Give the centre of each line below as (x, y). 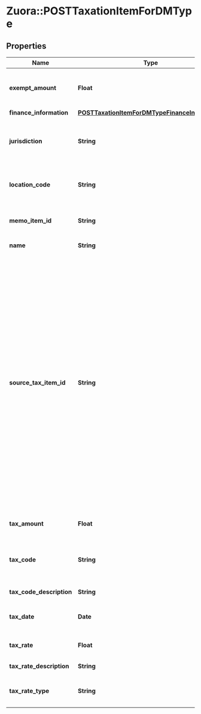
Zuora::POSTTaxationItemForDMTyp (99, 11)
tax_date (22, 616)
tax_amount (26, 523)
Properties (26, 46)
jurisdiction (26, 141)
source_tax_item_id (37, 382)
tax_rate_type (29, 691)
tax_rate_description (39, 666)
